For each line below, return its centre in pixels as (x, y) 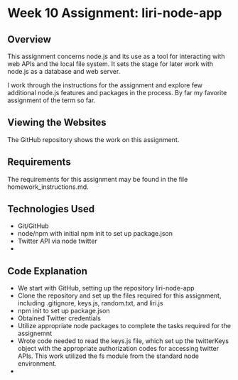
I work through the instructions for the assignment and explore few (105, 85)
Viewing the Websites (57, 123)
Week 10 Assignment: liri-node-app (115, 13)
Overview (29, 39)
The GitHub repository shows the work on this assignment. (93, 139)
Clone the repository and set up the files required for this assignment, (119, 295)
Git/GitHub (33, 226)
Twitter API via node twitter (57, 241)
